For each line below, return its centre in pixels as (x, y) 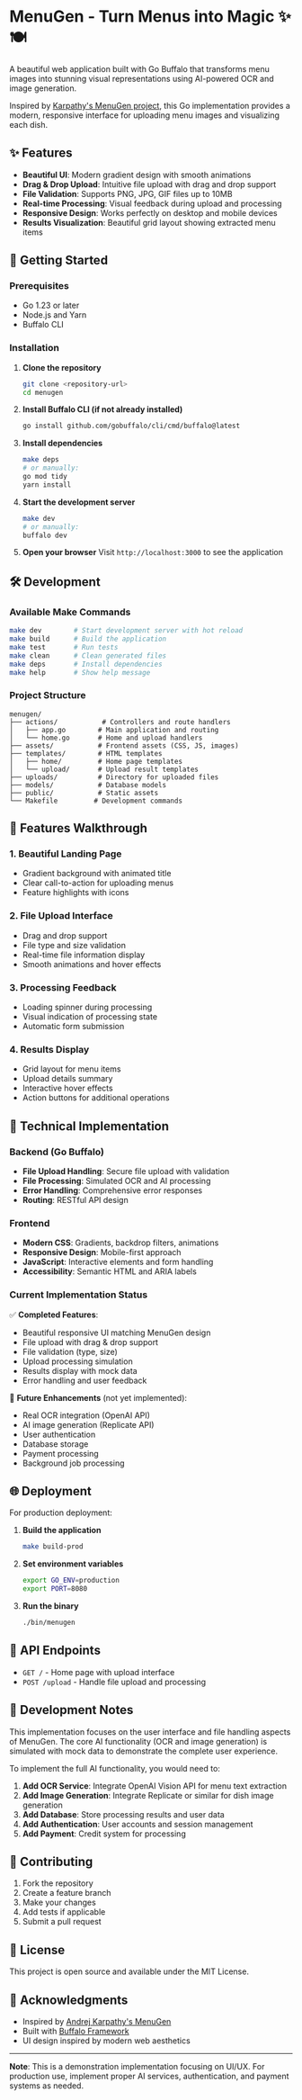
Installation (35, 348)
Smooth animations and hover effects (92, 964)
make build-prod (53, 1547)
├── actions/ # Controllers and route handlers (120, 722)
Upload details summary (67, 1079)
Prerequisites (39, 286)
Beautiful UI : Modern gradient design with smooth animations (137, 175)
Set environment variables (73, 1564)
